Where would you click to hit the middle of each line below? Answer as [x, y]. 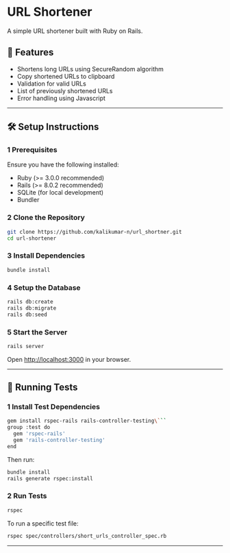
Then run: [21, 459]
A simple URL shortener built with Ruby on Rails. [75, 31]
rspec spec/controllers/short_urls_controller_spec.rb [87, 536]
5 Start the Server [37, 332]
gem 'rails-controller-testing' [60, 440]
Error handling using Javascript [61, 98]
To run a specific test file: [43, 523]
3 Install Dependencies [46, 256]
